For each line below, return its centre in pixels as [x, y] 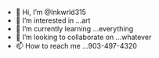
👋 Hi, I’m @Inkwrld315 [51, 12]
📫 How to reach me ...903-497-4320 [76, 46]
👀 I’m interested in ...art [53, 20]
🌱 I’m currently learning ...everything [74, 29]
